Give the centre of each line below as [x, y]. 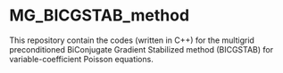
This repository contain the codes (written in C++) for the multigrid [132, 40]
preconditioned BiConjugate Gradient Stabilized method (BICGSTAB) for [141, 49]
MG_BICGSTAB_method [100, 16]
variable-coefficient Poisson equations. [81, 59]
